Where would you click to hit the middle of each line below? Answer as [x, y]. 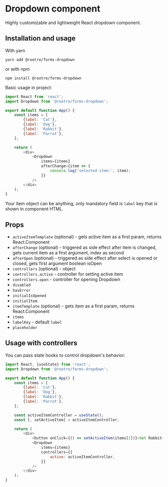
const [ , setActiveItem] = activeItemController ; [67, 420]
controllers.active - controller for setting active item [68, 274]
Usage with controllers [41, 343]
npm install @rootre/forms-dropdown [43, 78]
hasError [21, 291]
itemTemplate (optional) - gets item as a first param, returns [73, 306]
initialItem [25, 301]
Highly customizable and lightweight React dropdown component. [73, 23]
